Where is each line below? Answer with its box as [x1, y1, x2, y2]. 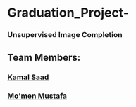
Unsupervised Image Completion [7, 30, 123, 40]
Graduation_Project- [7, 5, 130, 21]
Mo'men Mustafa [7, 91, 68, 101]
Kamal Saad [7, 72, 49, 82]
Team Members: [7, 51, 81, 64]
